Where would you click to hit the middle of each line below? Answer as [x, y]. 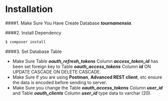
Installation [29, 9]
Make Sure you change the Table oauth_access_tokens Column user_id [88, 87]
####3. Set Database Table [33, 51]
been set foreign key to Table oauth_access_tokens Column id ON [82, 66]
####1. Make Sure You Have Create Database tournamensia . [69, 23]
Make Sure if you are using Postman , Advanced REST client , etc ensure [87, 77]
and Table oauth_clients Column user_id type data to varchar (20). [82, 93]
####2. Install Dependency [33, 32]
